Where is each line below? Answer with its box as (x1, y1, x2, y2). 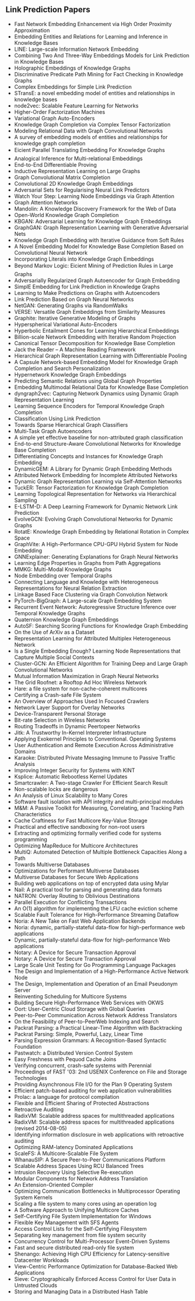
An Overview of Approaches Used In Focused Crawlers (14, 697, 149, 705)
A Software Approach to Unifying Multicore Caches (14, 1206, 139, 1214)
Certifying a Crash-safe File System (14, 691, 102, 698)
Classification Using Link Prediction (14, 415, 101, 422)
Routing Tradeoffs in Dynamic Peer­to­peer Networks (14, 722, 140, 729)
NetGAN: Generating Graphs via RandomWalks (14, 301, 128, 309)
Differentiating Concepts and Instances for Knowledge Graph (14, 452, 163, 460)
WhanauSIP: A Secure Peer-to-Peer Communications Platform (14, 1156, 166, 1163)
